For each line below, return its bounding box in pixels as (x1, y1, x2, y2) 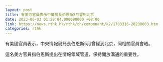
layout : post (5, 7, 33, 13)
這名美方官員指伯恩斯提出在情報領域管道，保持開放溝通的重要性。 (5, 51, 141, 57)
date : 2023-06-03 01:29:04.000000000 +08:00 (5, 17, 100, 22)
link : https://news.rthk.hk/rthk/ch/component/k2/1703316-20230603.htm (5, 21, 158, 27)
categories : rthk (5, 26, 42, 31)
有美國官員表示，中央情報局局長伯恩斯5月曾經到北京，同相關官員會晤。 (5, 41, 153, 47)
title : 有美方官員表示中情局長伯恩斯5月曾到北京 (5, 12, 94, 17)
